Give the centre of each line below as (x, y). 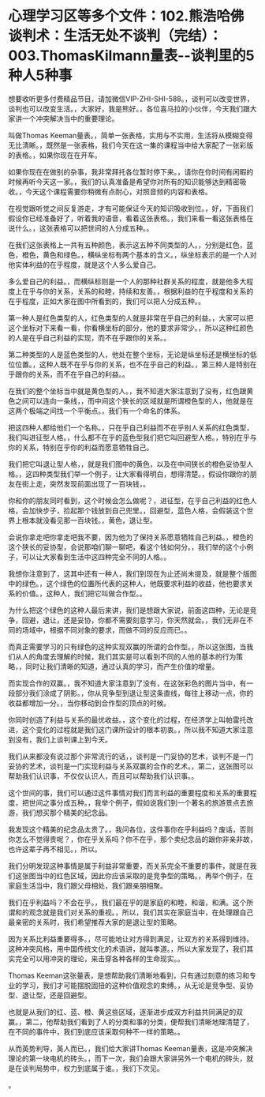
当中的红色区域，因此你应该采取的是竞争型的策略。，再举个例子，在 (144, 875)
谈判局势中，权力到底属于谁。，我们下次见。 (93, 1068)
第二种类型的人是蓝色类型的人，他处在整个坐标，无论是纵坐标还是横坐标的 (129, 354)
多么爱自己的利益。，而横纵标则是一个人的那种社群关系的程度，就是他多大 (127, 281)
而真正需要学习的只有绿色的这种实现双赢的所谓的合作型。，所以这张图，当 (127, 646)
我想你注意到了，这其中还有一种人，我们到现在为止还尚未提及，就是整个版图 (132, 573)
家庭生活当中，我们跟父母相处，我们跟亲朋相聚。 (88, 885)
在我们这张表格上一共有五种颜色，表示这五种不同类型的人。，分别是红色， (127, 245)
